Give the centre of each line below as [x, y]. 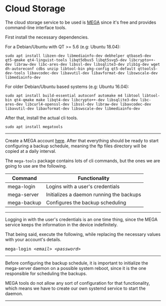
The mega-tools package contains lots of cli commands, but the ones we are [83, 161]
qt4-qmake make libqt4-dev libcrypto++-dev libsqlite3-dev [76, 100]
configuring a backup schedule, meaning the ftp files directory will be [76, 146]
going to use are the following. [36, 166]
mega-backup [24, 202]
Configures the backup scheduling [86, 202]
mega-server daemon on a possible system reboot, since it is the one [76, 268]
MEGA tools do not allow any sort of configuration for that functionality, [78, 283]
